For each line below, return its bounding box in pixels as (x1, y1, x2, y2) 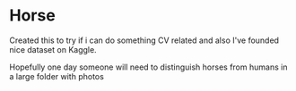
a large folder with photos (9, 70, 105, 81)
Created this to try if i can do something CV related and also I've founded (9, 35, 280, 45)
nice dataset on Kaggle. (9, 44, 97, 54)
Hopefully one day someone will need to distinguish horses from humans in (9, 62, 288, 72)
